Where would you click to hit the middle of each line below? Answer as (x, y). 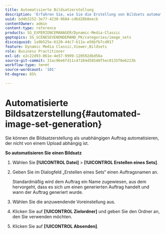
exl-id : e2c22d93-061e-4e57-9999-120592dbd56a (54, 56)
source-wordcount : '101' (31, 70)
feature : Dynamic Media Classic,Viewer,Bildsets (56, 47)
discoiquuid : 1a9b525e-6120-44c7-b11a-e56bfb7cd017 (59, 42)
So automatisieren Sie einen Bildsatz (43, 153)
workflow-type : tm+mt (27, 65)
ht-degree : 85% (21, 74)
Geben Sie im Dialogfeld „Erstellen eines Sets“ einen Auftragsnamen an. (85, 172)
